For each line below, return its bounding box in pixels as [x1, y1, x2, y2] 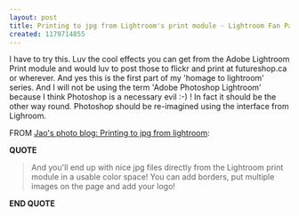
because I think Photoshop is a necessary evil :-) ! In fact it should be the [9, 92, 277, 102]
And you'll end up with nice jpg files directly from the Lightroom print [30, 162, 284, 173]
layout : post [9, 12, 58, 22]
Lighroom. [9, 110, 47, 121]
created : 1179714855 [9, 29, 86, 38]
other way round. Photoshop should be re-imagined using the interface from [9, 101, 289, 112]
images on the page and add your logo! [30, 181, 176, 192]
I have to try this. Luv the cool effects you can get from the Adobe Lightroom [9, 54, 290, 65]
